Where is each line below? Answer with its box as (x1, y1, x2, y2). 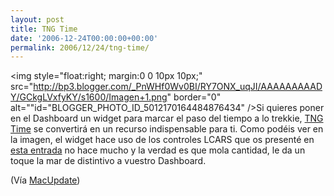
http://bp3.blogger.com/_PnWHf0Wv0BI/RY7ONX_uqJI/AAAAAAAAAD (33, 81, 323, 93)
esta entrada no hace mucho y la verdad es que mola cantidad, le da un (10, 144, 306, 156)
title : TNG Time (10, 24, 78, 34)
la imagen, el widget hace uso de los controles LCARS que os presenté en (10, 134, 315, 146)
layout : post (10, 14, 65, 25)
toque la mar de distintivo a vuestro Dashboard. (10, 155, 207, 167)
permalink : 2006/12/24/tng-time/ (10, 42, 150, 53)
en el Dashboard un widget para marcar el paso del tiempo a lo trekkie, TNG (10, 112, 324, 125)
